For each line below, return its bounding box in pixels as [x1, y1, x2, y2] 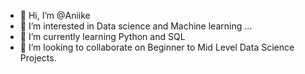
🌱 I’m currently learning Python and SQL [19, 31, 186, 42]
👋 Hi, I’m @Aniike [19, 10, 91, 21]
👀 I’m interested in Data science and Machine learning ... [19, 20, 253, 32]
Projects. [19, 52, 57, 64]
